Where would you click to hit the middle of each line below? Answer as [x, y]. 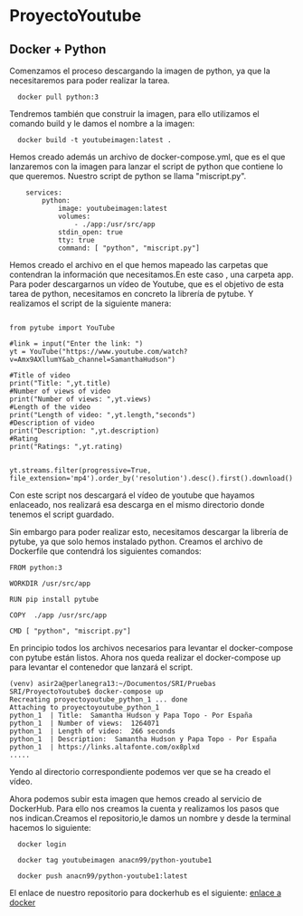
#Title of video [40, 376]
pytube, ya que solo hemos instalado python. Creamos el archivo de [137, 541]
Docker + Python [58, 49]
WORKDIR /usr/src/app [50, 584]
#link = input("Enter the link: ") [76, 344]
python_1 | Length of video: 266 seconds [93, 731]
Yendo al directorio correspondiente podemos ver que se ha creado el [140, 772]
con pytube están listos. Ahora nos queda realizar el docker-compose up [145, 658]
